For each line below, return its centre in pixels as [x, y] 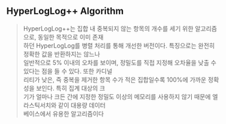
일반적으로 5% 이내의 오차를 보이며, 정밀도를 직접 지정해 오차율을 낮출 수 [119, 62]
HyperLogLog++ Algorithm [65, 11]
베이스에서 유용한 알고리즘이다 [63, 113]
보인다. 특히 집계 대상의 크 [70, 88]
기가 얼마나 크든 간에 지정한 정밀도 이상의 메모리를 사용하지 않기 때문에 [117, 96]
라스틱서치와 [40, 105]
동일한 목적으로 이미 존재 [71, 37]
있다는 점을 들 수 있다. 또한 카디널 [68, 71]
